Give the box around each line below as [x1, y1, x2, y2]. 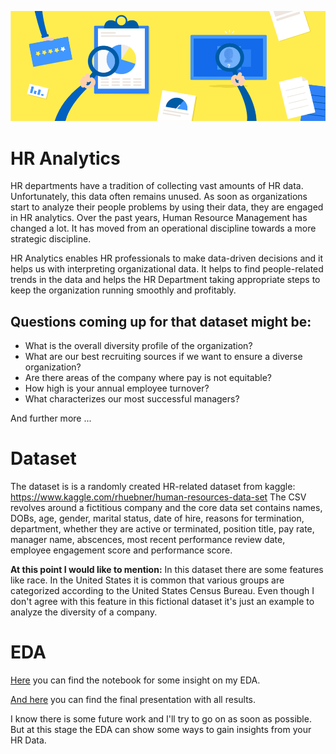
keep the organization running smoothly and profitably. [10, 284, 237, 296]
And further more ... [10, 412, 92, 425]
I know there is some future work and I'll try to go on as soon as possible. [10, 713, 312, 725]
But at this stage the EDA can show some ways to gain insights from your [10, 724, 312, 736]
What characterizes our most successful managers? [24, 393, 240, 405]
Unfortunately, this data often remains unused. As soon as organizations [10, 191, 308, 203]
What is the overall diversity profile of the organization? [24, 340, 253, 352]
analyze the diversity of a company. [10, 606, 158, 618]
